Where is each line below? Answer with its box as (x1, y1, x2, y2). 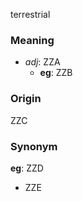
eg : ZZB (39, 67, 73, 79)
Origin (10, 92, 42, 106)
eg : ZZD (10, 162, 44, 174)
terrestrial (10, 9, 51, 20)
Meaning (10, 33, 55, 47)
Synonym (10, 139, 58, 153)
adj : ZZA (24, 56, 61, 68)
